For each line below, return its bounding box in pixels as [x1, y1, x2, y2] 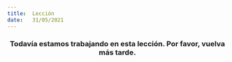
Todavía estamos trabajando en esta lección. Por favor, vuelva [9, 39, 226, 49]
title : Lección [7, 10, 55, 17]
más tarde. [99, 48, 136, 57]
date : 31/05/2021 [7, 17, 64, 23]
